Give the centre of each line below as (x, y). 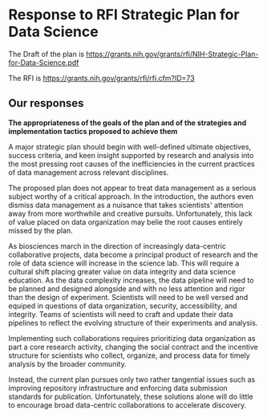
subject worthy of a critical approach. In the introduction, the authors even (131, 196)
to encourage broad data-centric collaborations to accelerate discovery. (127, 405)
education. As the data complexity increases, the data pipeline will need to (131, 280)
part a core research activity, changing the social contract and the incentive (133, 347)
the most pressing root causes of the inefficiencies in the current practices (131, 164)
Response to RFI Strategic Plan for (124, 15)
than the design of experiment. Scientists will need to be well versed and (128, 297)
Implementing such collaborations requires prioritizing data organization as (132, 338)
